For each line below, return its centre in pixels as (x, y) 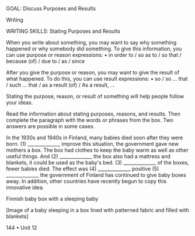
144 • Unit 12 (22, 228)
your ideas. (20, 102)
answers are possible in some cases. (51, 126)
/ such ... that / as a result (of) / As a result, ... (60, 85)
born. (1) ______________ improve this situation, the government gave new (93, 144)
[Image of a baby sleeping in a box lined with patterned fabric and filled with (98, 210)
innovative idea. (25, 187)
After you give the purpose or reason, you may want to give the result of (93, 72)
